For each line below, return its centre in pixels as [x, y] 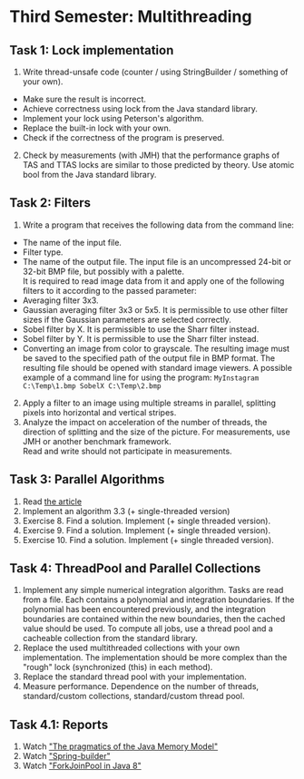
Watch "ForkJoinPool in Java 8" [82, 766]
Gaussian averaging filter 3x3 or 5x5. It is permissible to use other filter [155, 309]
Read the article [52, 501]
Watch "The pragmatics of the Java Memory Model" [120, 746]
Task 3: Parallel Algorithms [87, 479]
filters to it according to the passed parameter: [109, 290]
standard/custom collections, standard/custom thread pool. [133, 696]
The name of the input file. [72, 242]
